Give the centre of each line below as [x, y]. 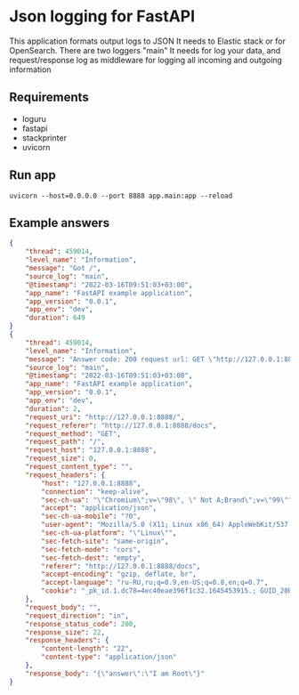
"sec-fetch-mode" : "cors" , [91, 549]
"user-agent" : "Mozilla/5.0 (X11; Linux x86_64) [133, 525]
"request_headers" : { [65, 475]
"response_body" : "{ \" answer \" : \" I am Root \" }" [115, 674]
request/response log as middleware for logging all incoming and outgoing [146, 60]
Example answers [60, 223]
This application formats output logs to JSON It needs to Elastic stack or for [148, 41]
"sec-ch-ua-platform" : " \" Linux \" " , [109, 533]
